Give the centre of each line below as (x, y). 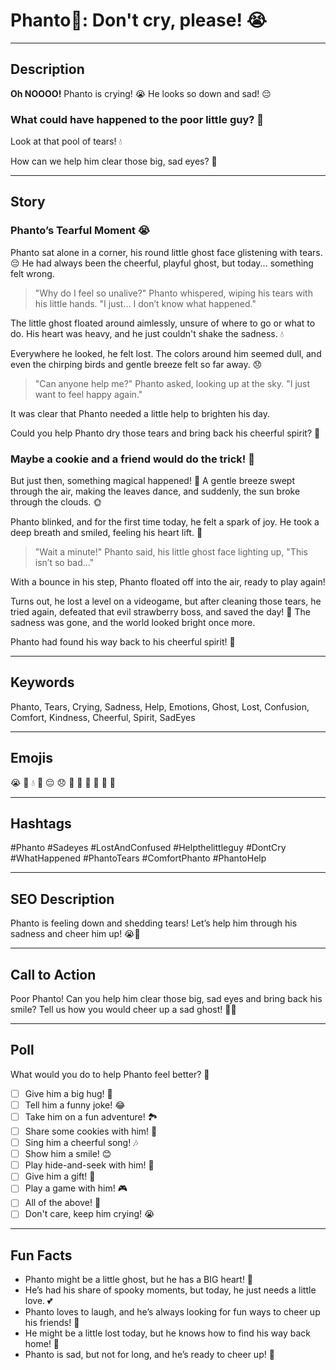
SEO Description (62, 899)
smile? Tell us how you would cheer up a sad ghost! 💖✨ (123, 1010)
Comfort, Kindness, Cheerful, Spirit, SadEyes (103, 717)
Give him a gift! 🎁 (60, 1176)
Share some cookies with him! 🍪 (91, 1131)
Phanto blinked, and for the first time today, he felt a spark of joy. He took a (165, 522)
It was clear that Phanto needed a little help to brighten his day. (140, 413)
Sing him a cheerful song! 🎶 (81, 1143)
